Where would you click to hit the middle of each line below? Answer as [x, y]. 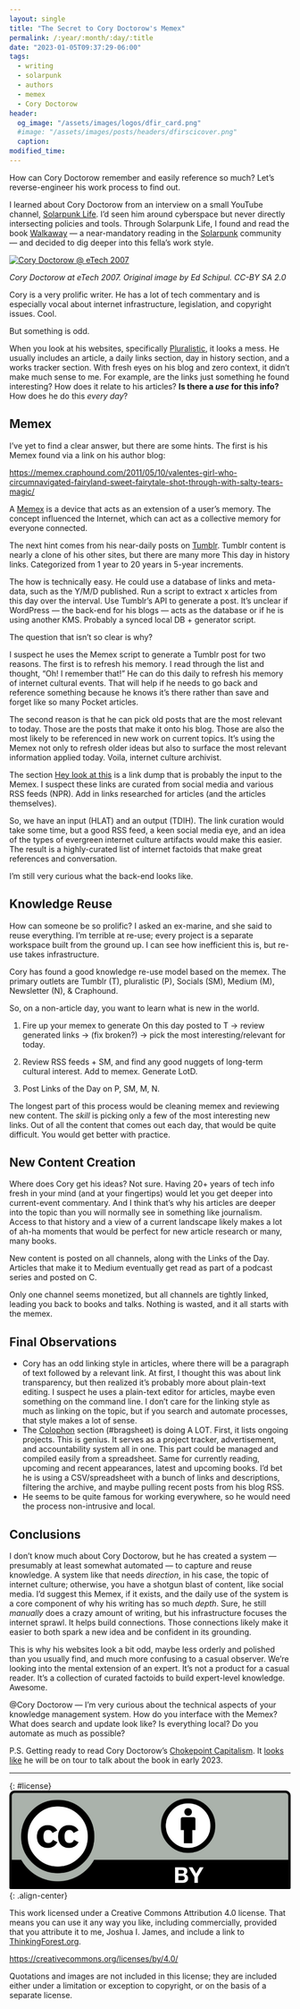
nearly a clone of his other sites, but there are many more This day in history [150, 554]
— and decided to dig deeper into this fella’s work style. [112, 243]
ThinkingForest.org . [46, 1942]
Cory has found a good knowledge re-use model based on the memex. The [148, 971]
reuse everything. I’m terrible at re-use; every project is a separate [131, 935]
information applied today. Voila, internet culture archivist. [116, 757]
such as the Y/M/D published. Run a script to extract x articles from [154, 591]
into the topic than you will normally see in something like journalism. [136, 1212]
